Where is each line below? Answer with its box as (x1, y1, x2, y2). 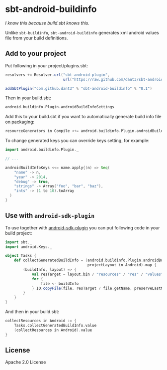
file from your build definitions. (5, 35, 68, 41)
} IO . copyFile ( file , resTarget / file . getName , (31, 286, 133, 291)
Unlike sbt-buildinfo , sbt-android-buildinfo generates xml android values (5, 29, 159, 35)
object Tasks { (5, 253, 37, 258)
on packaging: (5, 119, 35, 125)
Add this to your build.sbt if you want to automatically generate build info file (5, 114, 162, 120)
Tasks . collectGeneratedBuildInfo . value (14, 323, 97, 328)
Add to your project (5, 49, 67, 58)
